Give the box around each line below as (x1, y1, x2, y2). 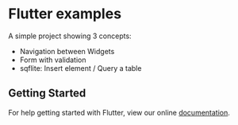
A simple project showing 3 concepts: (8, 31, 132, 41)
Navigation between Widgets (19, 46, 115, 56)
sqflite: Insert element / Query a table (19, 63, 142, 72)
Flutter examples (8, 5, 121, 23)
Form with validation (19, 55, 86, 64)
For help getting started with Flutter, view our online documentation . (8, 107, 230, 117)
